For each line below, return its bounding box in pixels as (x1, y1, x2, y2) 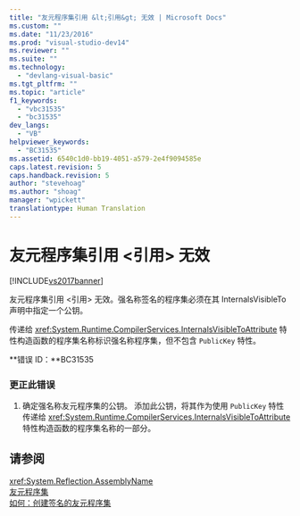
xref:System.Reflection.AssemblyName (9, 475, 154, 487)
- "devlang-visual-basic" (17, 71, 114, 80)
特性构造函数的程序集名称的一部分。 (21, 422, 156, 433)
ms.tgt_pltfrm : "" (9, 79, 78, 88)
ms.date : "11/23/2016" (9, 29, 94, 38)
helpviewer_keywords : (9, 137, 90, 146)
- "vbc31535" (17, 104, 66, 113)
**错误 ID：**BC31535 (9, 354, 94, 364)
